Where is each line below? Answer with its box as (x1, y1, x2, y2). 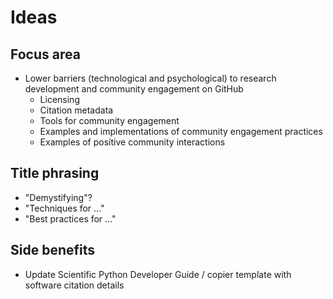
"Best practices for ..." (24, 212, 117, 225)
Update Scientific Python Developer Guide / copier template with (24, 268, 292, 280)
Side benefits (10, 242, 96, 259)
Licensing (39, 94, 80, 105)
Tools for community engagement (39, 115, 180, 126)
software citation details (24, 279, 125, 291)
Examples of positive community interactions (39, 136, 226, 148)
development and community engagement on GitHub (24, 83, 244, 95)
